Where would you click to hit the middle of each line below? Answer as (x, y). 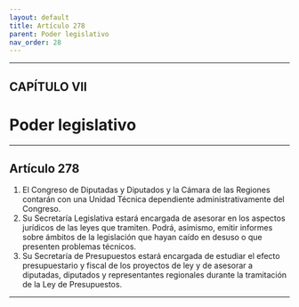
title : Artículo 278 (48, 26)
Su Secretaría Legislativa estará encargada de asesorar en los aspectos (154, 218)
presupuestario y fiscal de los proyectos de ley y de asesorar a (137, 266)
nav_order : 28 (36, 42)
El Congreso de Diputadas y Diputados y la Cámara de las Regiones (146, 190)
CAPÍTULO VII (48, 87)
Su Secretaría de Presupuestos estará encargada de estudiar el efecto (151, 256)
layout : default (39, 17)
